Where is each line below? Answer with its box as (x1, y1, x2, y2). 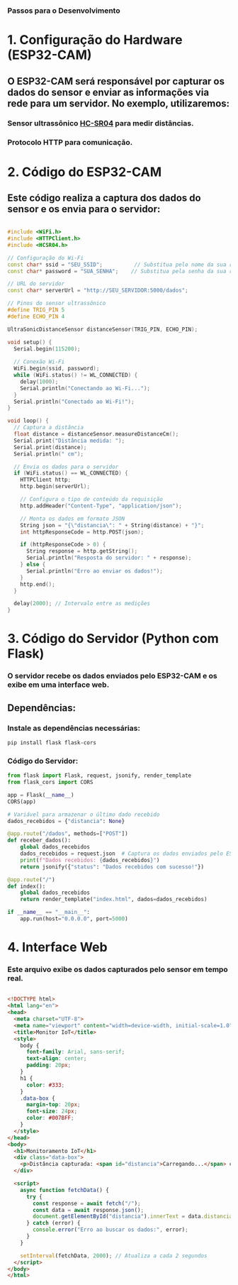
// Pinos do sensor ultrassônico (7, 300, 106, 307)
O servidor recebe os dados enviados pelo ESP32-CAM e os (7, 671, 217, 681)
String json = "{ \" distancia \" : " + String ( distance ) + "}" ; (20, 522, 205, 529)
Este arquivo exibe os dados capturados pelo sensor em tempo (7, 964, 228, 974)
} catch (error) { (25, 1220, 81, 1227)
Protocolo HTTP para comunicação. (7, 138, 133, 148)
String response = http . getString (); (25, 548, 138, 555)
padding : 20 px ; (25, 1061, 72, 1069)
